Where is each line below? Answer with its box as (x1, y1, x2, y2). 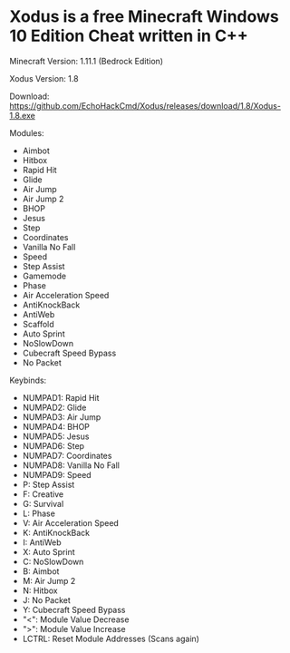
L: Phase (22, 508, 56, 519)
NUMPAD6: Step (22, 440, 84, 451)
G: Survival (22, 498, 64, 509)
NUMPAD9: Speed (22, 469, 92, 480)
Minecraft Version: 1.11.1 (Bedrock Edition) (9, 55, 164, 66)
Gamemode (22, 270, 66, 281)
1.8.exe (9, 110, 36, 121)
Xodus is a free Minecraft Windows (9, 6, 279, 27)
